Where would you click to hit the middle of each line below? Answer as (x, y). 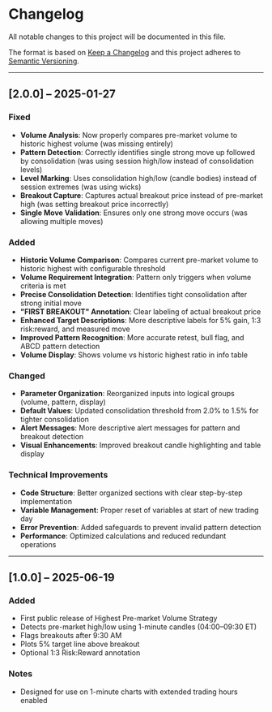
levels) (31, 169)
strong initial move (51, 303)
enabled (34, 700)
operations (38, 544)
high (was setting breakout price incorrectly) (94, 204)
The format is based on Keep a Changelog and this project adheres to (125, 52)
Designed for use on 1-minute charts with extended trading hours (129, 692)
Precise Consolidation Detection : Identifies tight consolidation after (134, 294)
